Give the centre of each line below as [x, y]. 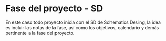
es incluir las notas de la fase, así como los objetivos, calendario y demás [82, 27]
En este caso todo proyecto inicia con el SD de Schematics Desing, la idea [83, 22]
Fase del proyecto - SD [54, 9]
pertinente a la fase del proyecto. [40, 33]
